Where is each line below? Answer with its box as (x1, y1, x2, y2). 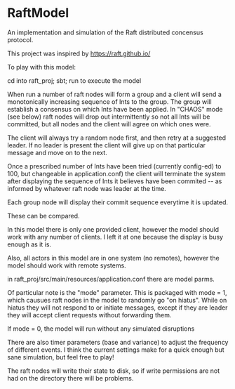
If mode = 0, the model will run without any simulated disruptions (7, 324, 195, 333)
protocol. (7, 35, 34, 44)
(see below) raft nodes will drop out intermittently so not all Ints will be (7, 112, 210, 121)
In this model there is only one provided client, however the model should (7, 225, 220, 233)
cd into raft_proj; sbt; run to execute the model (7, 76, 142, 85)
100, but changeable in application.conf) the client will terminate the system (7, 169, 226, 178)
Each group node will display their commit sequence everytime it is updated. (7, 198, 229, 206)
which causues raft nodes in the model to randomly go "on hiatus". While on (7, 296, 227, 304)
